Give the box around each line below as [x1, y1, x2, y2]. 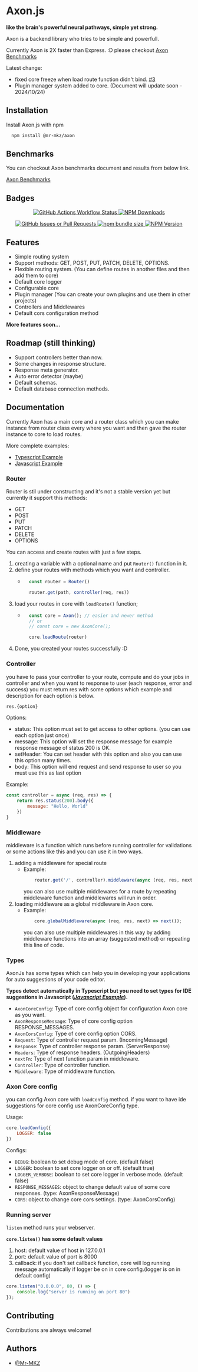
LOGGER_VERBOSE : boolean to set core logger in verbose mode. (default [14, 1171, 183, 1178]
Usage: [6, 1114, 24, 1121]
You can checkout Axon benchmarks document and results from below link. [6, 164, 190, 172]
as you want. [14, 1012, 46, 1019]
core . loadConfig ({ [6, 1125, 51, 1131]
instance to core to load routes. [6, 430, 82, 438]
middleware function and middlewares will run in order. [23, 894, 157, 901]
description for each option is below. [6, 692, 95, 699]
